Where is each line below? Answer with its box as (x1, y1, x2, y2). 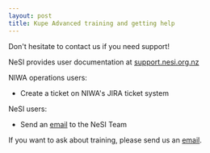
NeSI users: (8, 104, 47, 114)
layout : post (8, 11, 52, 20)
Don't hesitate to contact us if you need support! (8, 41, 170, 51)
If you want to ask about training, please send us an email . (8, 134, 202, 145)
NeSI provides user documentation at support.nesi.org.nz (8, 57, 199, 67)
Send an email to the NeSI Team (19, 119, 128, 129)
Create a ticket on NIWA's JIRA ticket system (19, 88, 170, 97)
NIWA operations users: (8, 72, 87, 82)
